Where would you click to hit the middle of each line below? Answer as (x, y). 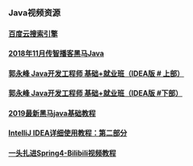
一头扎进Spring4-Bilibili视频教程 (62, 153)
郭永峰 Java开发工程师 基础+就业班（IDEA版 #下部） (95, 93)
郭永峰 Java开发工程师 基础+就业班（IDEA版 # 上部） (96, 73)
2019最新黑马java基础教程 (52, 113)
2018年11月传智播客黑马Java (56, 53)
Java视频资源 (35, 12)
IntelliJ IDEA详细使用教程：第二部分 (68, 133)
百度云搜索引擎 (33, 33)
